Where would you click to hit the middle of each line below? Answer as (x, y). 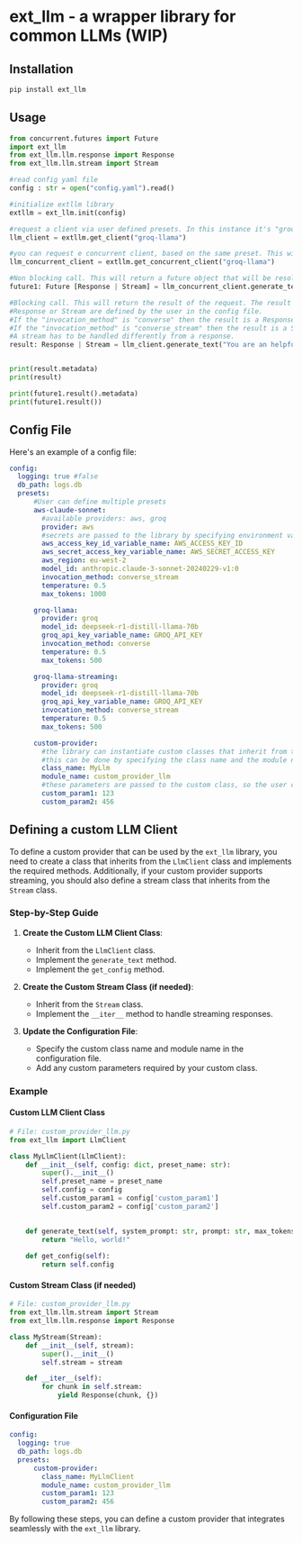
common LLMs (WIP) (89, 36)
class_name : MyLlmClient (88, 1476)
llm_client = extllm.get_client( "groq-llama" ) (98, 237)
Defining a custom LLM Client (93, 830)
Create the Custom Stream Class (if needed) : (108, 986)
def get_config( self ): (68, 1257)
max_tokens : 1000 (74, 594)
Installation (41, 69)
